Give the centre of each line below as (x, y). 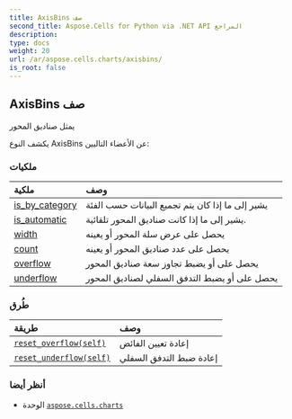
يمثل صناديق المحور (42, 126)
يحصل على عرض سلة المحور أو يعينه (155, 234)
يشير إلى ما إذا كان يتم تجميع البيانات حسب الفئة (177, 205)
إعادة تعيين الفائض (154, 343)
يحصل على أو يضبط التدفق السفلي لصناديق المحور (182, 278)
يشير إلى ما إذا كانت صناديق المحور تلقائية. (166, 219)
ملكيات (23, 166)
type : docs (30, 43)
